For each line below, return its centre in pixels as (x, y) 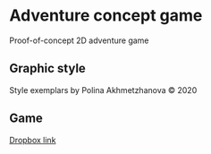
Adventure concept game (106, 16)
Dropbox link (33, 140)
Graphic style (48, 68)
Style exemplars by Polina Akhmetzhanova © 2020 (103, 90)
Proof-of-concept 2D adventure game (79, 40)
